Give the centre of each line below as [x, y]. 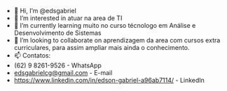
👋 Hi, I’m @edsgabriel [45, 11]
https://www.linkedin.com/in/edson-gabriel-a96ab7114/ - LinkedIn [109, 80]
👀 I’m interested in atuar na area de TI [68, 18]
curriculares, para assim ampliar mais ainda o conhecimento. [102, 48]
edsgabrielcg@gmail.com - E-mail [63, 73]
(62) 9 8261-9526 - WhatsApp [57, 65]
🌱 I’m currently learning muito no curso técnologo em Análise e [105, 25]
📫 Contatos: [32, 55]
